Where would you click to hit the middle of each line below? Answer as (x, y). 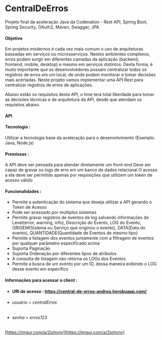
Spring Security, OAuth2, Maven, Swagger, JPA (52, 27)
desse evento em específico (40, 269)
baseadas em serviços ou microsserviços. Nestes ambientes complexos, (78, 54)
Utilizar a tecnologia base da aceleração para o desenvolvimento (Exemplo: (80, 138)
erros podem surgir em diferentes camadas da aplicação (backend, (72, 59)
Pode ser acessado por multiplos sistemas (54, 212)
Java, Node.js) (19, 143)
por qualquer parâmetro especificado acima (56, 243)
